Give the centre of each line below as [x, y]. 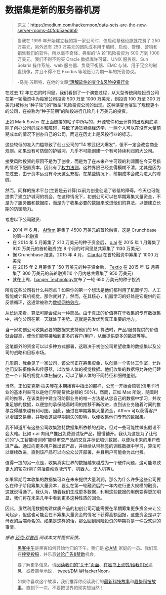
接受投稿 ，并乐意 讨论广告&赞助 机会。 [60, 554]
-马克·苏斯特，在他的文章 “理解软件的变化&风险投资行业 [73, 82]
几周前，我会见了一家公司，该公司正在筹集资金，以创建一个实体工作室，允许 [83, 363]
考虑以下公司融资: [23, 219]
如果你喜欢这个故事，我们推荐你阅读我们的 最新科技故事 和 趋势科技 [84, 581]
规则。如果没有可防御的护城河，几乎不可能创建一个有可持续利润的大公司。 [81, 150]
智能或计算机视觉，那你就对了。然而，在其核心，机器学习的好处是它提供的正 [83, 296]
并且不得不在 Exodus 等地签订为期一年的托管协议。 [87, 71]
